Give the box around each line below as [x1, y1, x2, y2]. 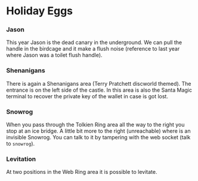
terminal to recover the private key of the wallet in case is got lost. [6, 92, 169, 99]
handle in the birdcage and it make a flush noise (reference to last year [6, 45, 180, 52]
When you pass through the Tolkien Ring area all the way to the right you [6, 121, 185, 129]
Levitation [6, 155, 36, 163]
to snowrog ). [6, 140, 35, 147]
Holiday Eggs [6, 4, 73, 18]
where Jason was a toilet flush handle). [6, 52, 103, 59]
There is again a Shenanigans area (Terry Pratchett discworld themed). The [6, 80, 192, 87]
